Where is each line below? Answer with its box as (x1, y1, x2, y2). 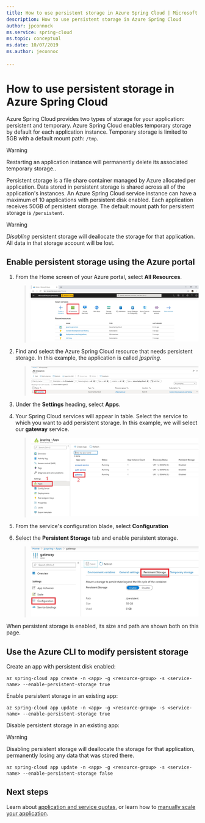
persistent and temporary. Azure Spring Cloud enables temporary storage (6, 121, 192, 129)
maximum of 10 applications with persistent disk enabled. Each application (6, 196, 193, 203)
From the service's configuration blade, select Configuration (15, 522, 169, 529)
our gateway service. (15, 425, 70, 433)
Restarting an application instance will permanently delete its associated (6, 158, 188, 165)
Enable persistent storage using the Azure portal (6, 257, 195, 267)
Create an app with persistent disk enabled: (6, 663, 116, 670)
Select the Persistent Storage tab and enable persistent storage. (15, 534, 179, 542)
